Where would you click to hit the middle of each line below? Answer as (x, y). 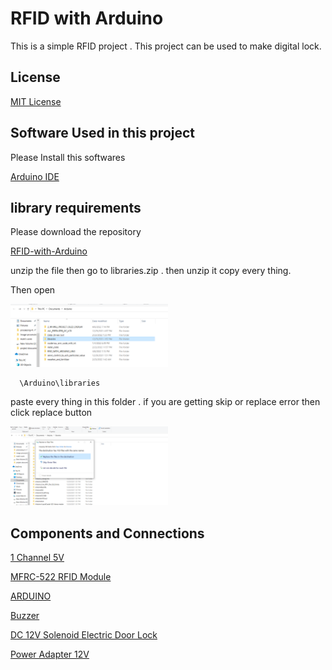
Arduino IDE (35, 176)
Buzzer (25, 616)
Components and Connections (107, 533)
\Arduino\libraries (60, 383)
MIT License (36, 101)
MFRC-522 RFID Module (61, 577)
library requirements (76, 207)
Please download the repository (76, 232)
